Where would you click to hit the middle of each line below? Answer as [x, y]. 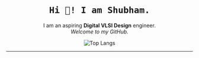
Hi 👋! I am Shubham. [99, 10]
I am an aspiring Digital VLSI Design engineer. [99, 25]
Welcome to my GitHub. [99, 32]
